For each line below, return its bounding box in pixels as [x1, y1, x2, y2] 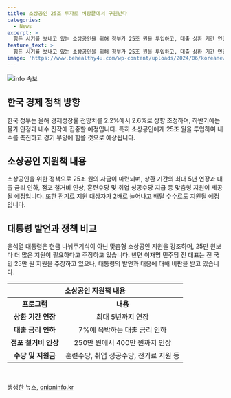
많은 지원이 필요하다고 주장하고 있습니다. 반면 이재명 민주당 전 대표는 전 [21, 251, 212, 259]
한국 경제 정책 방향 [7, 97, 80, 109]
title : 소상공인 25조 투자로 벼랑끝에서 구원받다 [7, 10, 128, 17]
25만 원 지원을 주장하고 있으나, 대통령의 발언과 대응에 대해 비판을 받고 [14, 259, 201, 268]
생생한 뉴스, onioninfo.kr [7, 383, 74, 392]
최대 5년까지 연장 [96, 312, 149, 322]
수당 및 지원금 [13, 351, 56, 361]
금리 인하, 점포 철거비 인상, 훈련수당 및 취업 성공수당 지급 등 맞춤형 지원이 [14, 184, 210, 192]
